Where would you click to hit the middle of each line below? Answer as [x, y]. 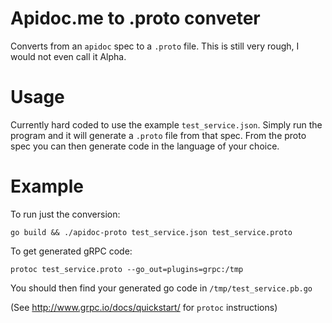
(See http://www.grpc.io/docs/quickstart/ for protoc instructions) [144, 307]
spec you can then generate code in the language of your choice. [145, 146]
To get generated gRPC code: [71, 251]
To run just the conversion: [65, 214]
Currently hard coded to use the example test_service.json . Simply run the [166, 124]
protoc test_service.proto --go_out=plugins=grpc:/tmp [127, 269]
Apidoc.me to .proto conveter [135, 18]
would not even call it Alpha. [68, 56]
